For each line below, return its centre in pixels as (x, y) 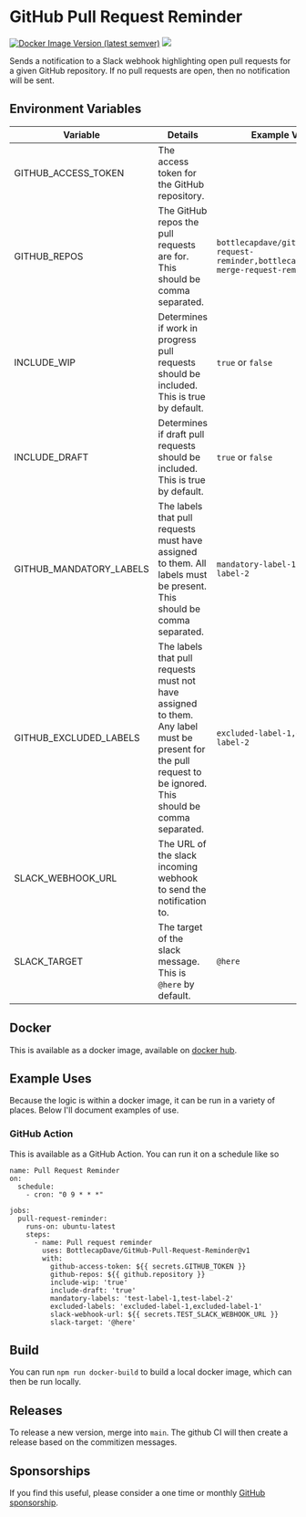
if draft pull (181, 434)
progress (178, 340)
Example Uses (51, 1078)
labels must (183, 574)
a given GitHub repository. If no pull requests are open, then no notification (150, 70)
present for (182, 748)
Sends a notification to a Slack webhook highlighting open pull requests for (150, 60)
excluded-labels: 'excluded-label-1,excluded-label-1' (156, 1306)
